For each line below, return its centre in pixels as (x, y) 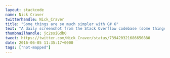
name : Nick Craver (25, 15)
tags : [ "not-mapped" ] (28, 47)
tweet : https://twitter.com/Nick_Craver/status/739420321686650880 (78, 38)
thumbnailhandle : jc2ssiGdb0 (36, 33)
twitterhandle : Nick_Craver (35, 19)
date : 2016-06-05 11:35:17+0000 (39, 43)
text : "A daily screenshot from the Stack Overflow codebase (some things (86, 29)
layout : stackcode (25, 10)
